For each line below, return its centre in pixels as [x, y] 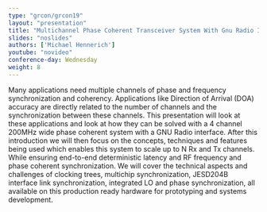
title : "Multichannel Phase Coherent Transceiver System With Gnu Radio [131, 30]
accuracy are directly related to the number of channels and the [112, 106]
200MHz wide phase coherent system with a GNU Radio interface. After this [133, 132]
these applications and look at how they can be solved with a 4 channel [125, 123]
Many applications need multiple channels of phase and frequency [117, 90]
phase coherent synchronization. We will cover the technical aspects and [128, 166]
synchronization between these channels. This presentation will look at [124, 115]
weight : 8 [25, 67]
